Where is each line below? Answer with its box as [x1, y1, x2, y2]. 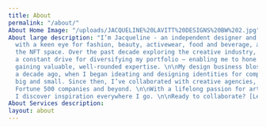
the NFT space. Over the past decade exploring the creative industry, [15, 48, 257, 56]
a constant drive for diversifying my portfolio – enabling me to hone [15, 56, 257, 64]
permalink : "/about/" [8, 19, 80, 27]
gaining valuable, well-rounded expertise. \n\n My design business [15, 63, 243, 71]
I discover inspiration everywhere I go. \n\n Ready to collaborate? [15, 92, 246, 100]
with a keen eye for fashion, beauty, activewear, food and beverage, [15, 41, 253, 49]
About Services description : [8, 99, 104, 107]
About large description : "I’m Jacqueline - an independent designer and [8, 33, 257, 42]
